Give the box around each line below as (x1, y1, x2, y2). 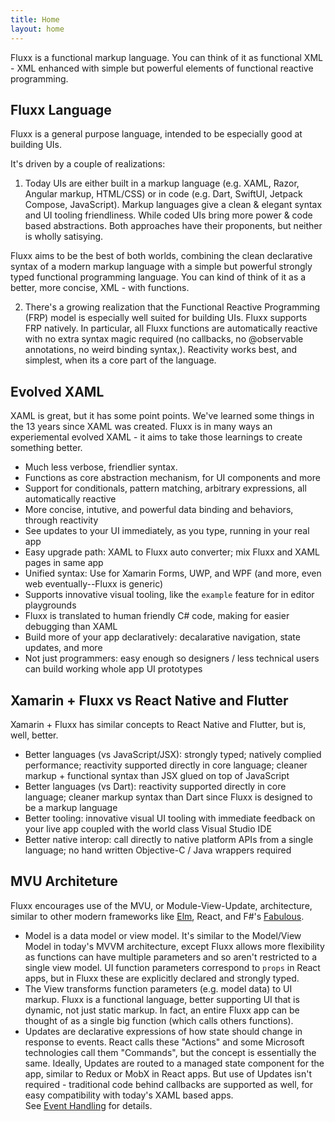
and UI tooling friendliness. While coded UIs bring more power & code (24, 209, 313, 221)
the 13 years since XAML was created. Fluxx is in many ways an (10, 421, 273, 433)
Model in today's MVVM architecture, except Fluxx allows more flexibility (24, 940, 325, 952)
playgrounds (24, 599, 77, 611)
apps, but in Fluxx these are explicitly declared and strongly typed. (24, 972, 300, 984)
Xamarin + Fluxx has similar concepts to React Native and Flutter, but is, (10, 718, 307, 730)
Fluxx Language (10, 101, 112, 118)
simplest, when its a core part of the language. (24, 354, 217, 366)
